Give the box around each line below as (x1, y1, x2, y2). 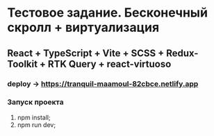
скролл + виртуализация (7, 19, 160, 35)
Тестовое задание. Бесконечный (7, 5, 208, 21)
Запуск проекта (7, 97, 64, 107)
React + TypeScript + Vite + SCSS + (7, 47, 165, 59)
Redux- (165, 47, 199, 59)
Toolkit (7, 58, 38, 70)
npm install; (17, 113, 51, 121)
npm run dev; (17, 120, 56, 129)
